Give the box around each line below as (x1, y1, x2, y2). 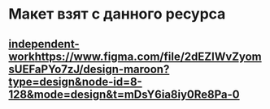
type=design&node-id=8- (8, 74, 142, 89)
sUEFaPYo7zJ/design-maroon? (8, 62, 170, 76)
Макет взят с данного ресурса (8, 5, 226, 23)
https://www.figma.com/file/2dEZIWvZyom (34, 49, 262, 63)
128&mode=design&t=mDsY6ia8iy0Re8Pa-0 (8, 87, 240, 101)
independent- (8, 37, 80, 51)
